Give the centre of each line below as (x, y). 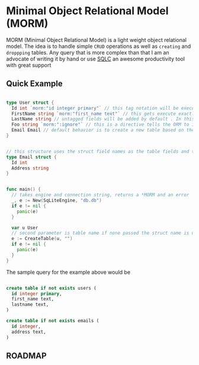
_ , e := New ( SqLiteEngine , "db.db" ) (57, 200)
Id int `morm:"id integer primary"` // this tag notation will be (95, 108)
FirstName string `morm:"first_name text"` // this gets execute (94, 114)
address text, (29, 332)
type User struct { (30, 103)
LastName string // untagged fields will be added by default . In (97, 119)
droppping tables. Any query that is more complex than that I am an (88, 52)
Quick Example (35, 84)
